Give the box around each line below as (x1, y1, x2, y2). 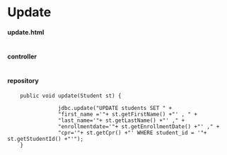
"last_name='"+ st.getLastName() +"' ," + (57, 117, 185, 124)
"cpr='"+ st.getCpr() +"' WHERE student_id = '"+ (57, 129, 207, 136)
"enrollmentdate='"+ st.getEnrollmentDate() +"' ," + (57, 123, 220, 130)
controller (7, 52, 37, 61)
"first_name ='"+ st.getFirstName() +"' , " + (57, 111, 198, 118)
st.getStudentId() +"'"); (7, 135, 83, 142)
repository (7, 77, 39, 85)
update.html (7, 27, 45, 36)
